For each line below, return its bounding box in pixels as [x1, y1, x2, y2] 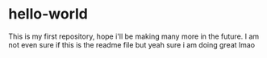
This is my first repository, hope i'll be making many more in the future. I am [8, 31, 260, 41]
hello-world [8, 5, 89, 23]
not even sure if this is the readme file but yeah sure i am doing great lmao [8, 39, 256, 49]
